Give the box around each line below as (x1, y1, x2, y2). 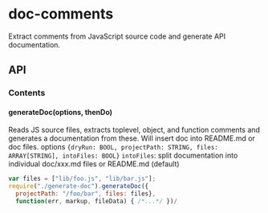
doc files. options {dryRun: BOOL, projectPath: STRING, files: (8, 142, 218, 152)
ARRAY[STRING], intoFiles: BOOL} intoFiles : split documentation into (8, 150, 238, 161)
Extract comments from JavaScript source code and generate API (8, 31, 226, 41)
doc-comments (8, 5, 114, 23)
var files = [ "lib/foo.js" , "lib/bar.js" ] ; (8, 174, 156, 183)
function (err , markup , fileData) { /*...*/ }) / (15, 198, 178, 206)
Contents (8, 88, 46, 99)
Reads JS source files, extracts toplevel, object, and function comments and (8, 125, 261, 135)
